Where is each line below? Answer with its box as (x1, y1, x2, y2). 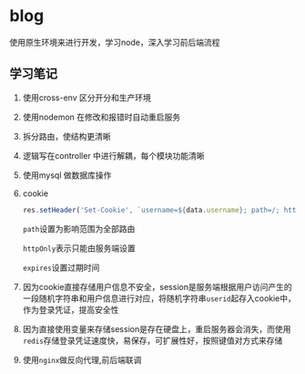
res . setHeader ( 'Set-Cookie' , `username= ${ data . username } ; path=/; (22, 205, 280, 214)
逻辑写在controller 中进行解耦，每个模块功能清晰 (22, 150, 205, 161)
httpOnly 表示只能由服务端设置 (22, 243, 137, 254)
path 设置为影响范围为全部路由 (22, 223, 136, 234)
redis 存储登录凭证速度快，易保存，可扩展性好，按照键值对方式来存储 (22, 335, 283, 346)
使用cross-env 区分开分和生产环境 (22, 92, 152, 103)
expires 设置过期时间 (22, 262, 100, 273)
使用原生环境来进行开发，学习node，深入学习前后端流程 (9, 36, 220, 47)
